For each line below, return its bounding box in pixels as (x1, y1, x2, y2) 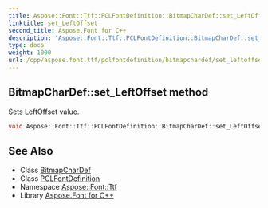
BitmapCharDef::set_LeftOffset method (8, 85, 209, 100)
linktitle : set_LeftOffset (8, 19, 98, 27)
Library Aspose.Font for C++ (19, 190, 114, 200)
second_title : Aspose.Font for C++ (8, 26, 127, 34)
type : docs (8, 41, 45, 49)
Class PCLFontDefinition (19, 174, 100, 183)
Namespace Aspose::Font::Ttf (19, 182, 117, 192)
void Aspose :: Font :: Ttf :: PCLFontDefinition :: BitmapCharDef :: (8, 122, 216, 130)
